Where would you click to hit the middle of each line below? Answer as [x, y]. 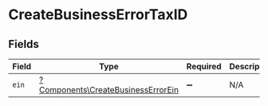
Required [204, 67]
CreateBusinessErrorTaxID [98, 15]
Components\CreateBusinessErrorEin [109, 90]
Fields [24, 44]
